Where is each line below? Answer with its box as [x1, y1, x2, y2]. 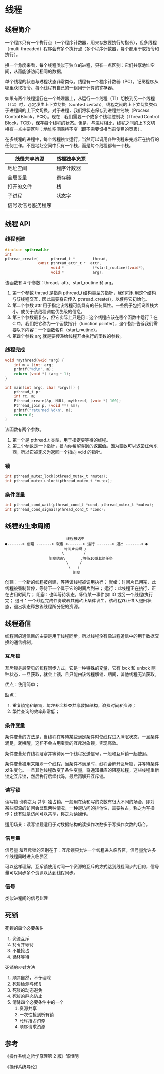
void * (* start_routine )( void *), [51, 265, 145, 270]
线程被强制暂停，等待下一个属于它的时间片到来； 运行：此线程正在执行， [5, 585, 152, 591]
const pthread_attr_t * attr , [38, 261, 102, 266]
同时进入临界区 [18, 853, 48, 859]
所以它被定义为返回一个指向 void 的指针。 [20, 449, 105, 455]
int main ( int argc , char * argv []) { [5, 385, 80, 390]
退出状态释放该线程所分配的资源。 [13, 603, 82, 609]
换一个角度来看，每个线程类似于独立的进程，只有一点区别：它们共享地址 [5, 62, 150, 68]
